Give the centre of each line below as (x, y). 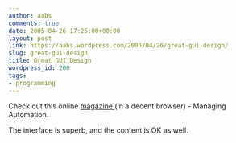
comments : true (34, 23)
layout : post (30, 38)
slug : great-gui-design (48, 53)
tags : (17, 76)
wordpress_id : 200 (39, 68)
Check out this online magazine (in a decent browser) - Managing (118, 106)
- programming (32, 83)
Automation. (29, 114)
